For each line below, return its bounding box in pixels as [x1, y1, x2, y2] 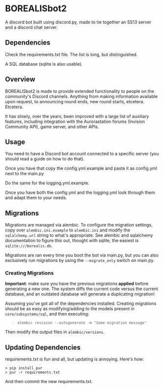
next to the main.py [5, 171, 44, 177]
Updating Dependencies [5, 343, 81, 351]
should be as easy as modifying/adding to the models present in [5, 306, 135, 312]
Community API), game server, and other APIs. [5, 123, 99, 130]
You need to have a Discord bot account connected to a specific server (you [5, 151, 159, 157]
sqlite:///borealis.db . [5, 243, 53, 249]
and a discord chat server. [5, 24, 58, 30]
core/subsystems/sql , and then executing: [5, 311, 90, 317]
